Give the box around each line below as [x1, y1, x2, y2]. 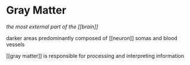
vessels [6, 41, 25, 48]
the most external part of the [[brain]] [6, 23, 99, 30]
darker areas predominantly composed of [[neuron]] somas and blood [6, 34, 178, 41]
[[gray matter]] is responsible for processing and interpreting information [6, 52, 185, 59]
